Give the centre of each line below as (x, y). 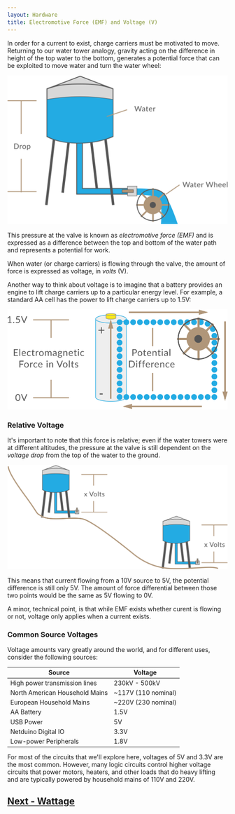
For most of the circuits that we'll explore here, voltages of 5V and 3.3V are (115, 757)
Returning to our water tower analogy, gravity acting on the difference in (111, 50)
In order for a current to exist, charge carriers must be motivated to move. (114, 43)
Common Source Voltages (53, 635)
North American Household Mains (59, 692)
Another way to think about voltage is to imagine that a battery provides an (115, 285)
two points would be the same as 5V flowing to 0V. (80, 595)
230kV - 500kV (137, 683)
